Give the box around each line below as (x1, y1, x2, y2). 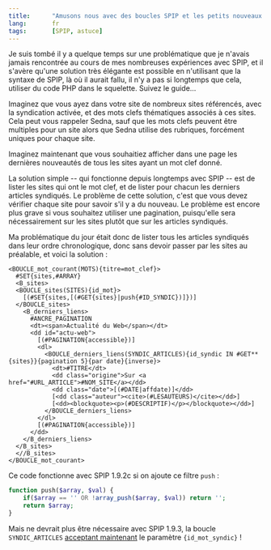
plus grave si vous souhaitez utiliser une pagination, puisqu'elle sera (8, 208, 236, 218)
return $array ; (23, 501, 74, 510)
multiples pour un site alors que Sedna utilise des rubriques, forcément (8, 125, 245, 134)
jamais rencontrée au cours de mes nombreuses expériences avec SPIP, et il (8, 58, 264, 67)
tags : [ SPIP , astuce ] (8, 27, 104, 35)
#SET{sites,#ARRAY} (15, 272, 82, 280)
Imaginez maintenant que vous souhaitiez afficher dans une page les (8, 149, 238, 159)
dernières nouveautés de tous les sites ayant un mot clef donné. (8, 158, 222, 168)
